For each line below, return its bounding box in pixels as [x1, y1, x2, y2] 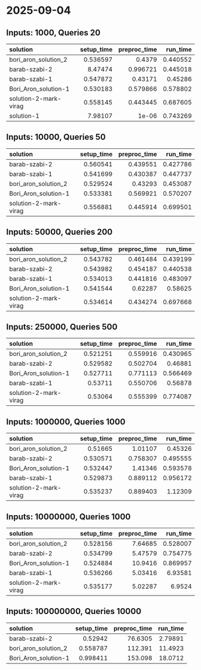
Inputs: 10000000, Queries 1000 [6, 512, 131, 522]
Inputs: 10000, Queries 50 [6, 132, 106, 142]
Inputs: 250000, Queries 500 [6, 322, 118, 332]
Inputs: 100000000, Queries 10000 [6, 606, 142, 617]
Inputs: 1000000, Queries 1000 [6, 417, 126, 427]
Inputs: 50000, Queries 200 [6, 227, 113, 237]
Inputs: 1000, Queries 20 [6, 28, 100, 38]
